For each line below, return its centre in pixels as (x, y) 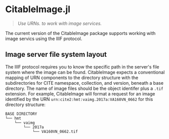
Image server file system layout (56, 55)
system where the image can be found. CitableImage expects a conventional (85, 72)
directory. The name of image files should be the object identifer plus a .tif (84, 88)
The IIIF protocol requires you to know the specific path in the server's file (82, 66)
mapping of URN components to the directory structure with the (72, 78)
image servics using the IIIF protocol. (44, 39)
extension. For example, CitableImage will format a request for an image (80, 94)
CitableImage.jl (38, 9)
